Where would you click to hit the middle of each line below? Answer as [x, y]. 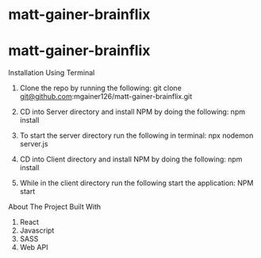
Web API [34, 248]
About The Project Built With [55, 207]
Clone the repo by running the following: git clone [101, 88]
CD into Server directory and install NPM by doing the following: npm [132, 112]
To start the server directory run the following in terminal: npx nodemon [136, 135]
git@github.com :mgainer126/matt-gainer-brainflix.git [106, 97]
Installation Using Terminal [52, 73]
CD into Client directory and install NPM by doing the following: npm [131, 159]
